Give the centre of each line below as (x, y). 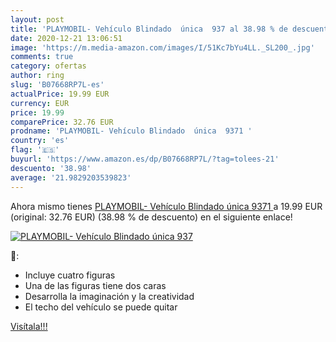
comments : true (42, 57)
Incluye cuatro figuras (70, 275)
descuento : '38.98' (51, 168)
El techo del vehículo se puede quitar (101, 307)
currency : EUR (40, 103)
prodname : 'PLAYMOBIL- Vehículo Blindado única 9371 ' (131, 131)
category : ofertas (48, 66)
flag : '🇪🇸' (35, 150)
